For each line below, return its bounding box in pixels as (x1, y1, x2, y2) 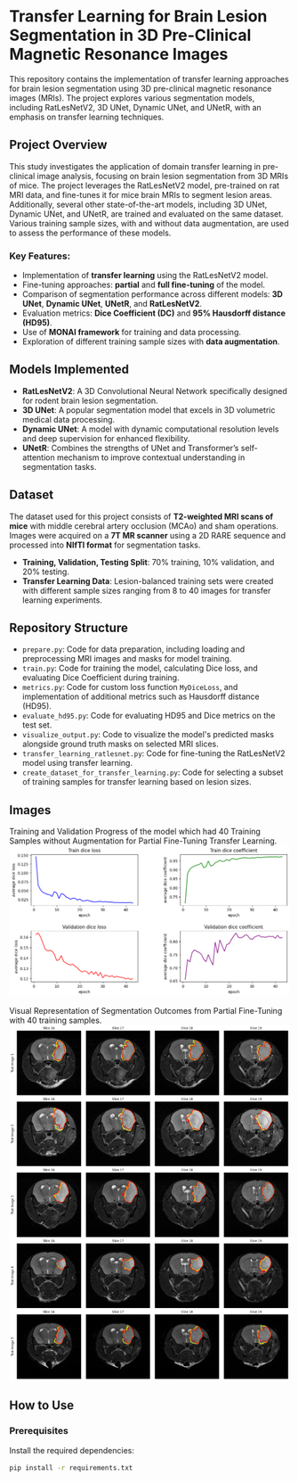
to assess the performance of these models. (9, 227, 172, 238)
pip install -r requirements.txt (9, 1463, 133, 1472)
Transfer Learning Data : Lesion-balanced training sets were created (21, 575, 274, 586)
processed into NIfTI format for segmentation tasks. (9, 539, 201, 550)
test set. (21, 720, 52, 730)
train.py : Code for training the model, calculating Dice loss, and (21, 662, 258, 674)
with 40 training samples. (9, 1015, 102, 1026)
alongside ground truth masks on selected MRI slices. (21, 738, 220, 750)
